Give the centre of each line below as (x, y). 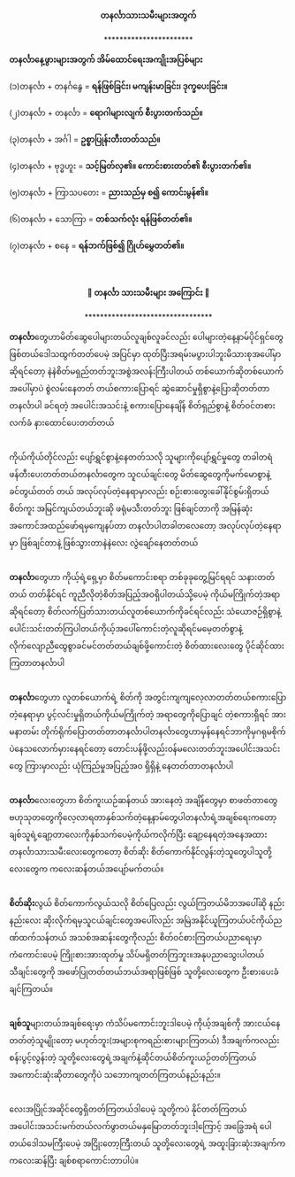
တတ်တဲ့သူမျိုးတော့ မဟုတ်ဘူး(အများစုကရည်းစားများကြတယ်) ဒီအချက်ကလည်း (144, 1041)
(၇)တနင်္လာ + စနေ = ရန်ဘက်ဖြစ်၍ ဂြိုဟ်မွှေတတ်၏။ (97, 246)
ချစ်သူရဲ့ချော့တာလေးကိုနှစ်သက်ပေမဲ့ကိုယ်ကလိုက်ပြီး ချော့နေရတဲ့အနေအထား (138, 835)
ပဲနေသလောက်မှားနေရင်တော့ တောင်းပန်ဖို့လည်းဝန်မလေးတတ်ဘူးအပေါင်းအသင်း (145, 749)
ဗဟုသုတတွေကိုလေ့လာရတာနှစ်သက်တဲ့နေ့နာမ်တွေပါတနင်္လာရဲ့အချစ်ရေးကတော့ (143, 817)
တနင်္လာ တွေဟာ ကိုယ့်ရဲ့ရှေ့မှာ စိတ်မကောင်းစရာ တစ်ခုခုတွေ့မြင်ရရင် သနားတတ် (142, 577)
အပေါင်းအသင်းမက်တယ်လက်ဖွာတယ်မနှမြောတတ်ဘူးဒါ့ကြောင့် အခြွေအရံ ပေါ (140, 1127)
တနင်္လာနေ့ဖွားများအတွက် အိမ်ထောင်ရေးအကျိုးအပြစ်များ (106, 60)
